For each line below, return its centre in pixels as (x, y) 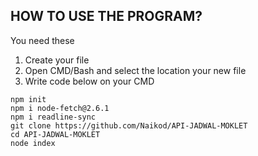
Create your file (57, 60)
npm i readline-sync (53, 117)
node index (33, 143)
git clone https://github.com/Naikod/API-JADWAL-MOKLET (129, 125)
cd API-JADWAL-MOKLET (55, 134)
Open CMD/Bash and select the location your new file (135, 70)
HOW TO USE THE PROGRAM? (106, 16)
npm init (28, 99)
